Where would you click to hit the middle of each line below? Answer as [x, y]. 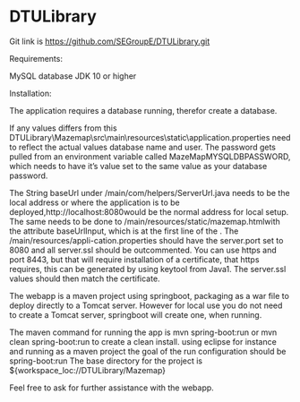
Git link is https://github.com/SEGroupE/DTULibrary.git [110, 41]
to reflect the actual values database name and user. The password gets [142, 147]
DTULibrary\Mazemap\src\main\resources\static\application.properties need [150, 137]
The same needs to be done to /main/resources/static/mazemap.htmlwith [145, 221]
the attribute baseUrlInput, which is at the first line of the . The [124, 231]
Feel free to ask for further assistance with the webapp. [112, 388]
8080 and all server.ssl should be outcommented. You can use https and [143, 250]
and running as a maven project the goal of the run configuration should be [148, 351]
